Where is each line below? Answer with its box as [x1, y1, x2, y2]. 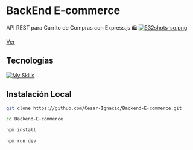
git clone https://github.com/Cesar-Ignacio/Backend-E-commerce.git [6, 105, 182, 111]
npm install [6, 127, 36, 133]
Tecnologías [6, 56, 54, 66]
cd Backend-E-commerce [6, 116, 63, 122]
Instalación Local [6, 89, 72, 100]
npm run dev [6, 138, 36, 144]
